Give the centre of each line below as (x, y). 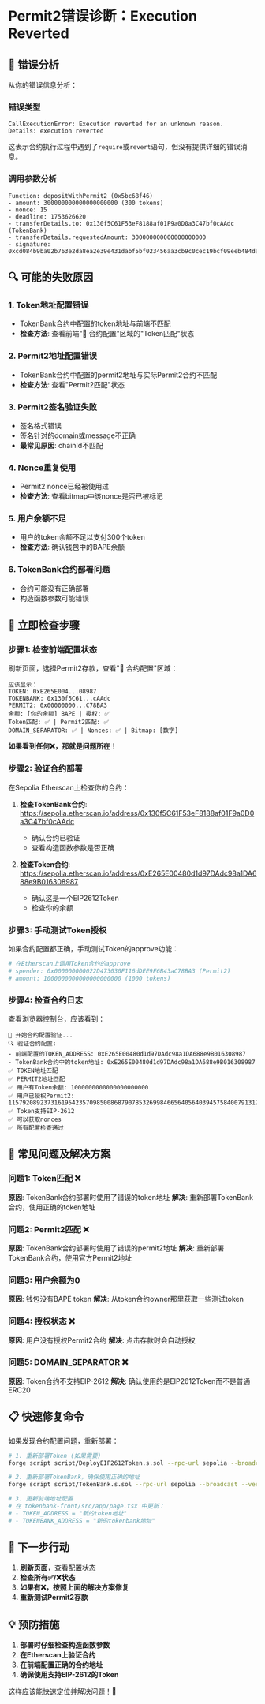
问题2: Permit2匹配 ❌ (49, 1229)
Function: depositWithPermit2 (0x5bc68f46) (81, 196)
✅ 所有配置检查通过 (36, 1128)
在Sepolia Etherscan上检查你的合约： (69, 787)
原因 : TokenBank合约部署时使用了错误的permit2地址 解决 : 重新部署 (116, 1248)
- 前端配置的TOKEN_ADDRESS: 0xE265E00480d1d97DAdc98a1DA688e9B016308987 (127, 1054)
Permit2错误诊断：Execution (103, 16)
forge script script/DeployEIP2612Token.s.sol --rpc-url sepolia (118, 1463)
